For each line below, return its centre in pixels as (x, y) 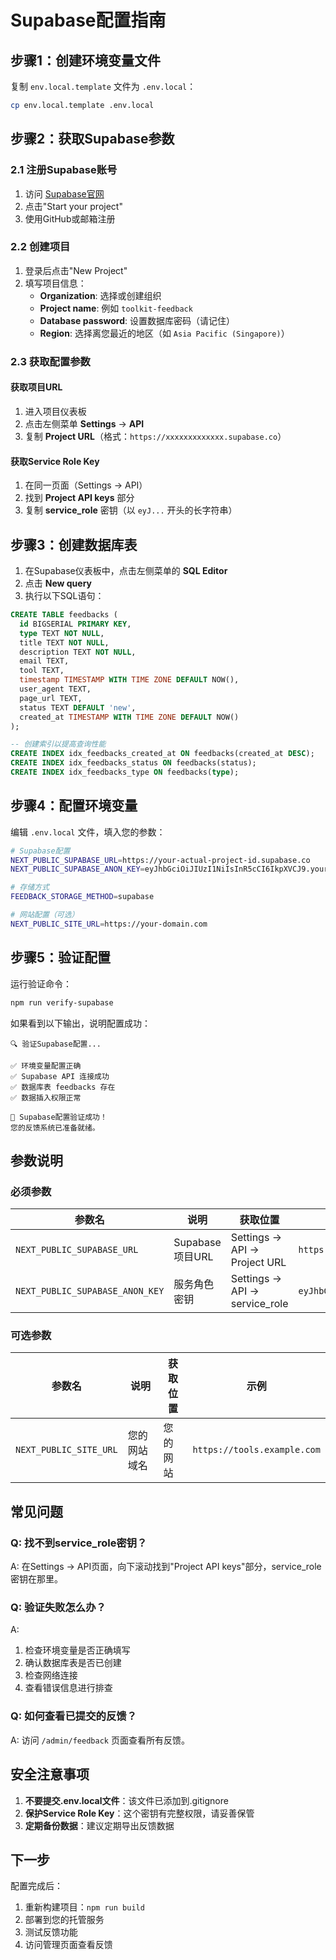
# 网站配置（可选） (45, 915)
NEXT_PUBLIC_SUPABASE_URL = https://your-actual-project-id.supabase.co (160, 860)
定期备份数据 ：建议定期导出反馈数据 (99, 1825)
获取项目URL (36, 387)
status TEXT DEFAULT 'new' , (78, 707)
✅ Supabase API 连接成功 (60, 1076)
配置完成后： (36, 1886)
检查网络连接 (51, 1675)
